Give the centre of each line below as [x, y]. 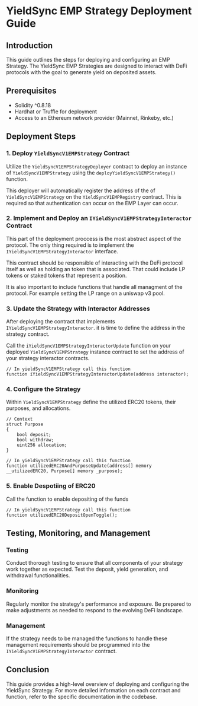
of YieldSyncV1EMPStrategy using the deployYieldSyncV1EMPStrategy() [91, 173]
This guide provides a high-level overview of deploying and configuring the [98, 684]
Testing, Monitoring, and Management [78, 533]
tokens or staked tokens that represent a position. [66, 275]
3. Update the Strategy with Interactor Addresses [78, 309]
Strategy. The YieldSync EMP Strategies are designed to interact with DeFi [97, 66]
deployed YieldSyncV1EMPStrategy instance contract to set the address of [95, 352]
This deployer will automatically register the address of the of [81, 190]
